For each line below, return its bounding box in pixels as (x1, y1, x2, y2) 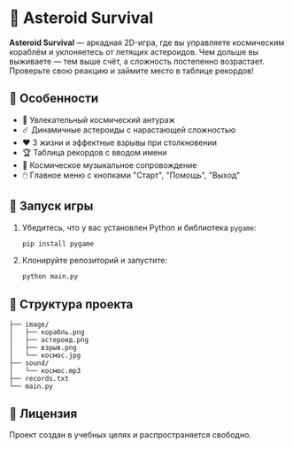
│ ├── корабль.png (9, 328, 86, 337)
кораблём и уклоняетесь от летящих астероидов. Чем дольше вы (9, 46, 259, 57)
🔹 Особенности (9, 91, 99, 106)
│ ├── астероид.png (9, 336, 89, 345)
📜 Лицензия (9, 406, 78, 421)
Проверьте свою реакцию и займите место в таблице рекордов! (9, 65, 254, 76)
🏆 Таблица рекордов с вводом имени (21, 147, 167, 157)
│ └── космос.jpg (9, 351, 81, 361)
